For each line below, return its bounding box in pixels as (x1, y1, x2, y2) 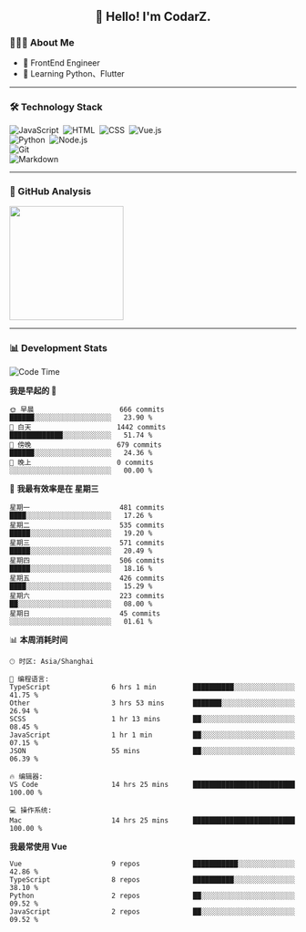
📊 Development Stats (9, 342, 107, 355)
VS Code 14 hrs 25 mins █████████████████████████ (9, 780, 296, 789)
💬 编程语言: (9, 674, 50, 684)
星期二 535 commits (9, 521, 165, 530)
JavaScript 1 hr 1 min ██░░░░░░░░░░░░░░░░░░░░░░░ (9, 730, 296, 740)
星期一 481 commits (9, 502, 165, 512)
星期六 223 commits (9, 591, 165, 600)
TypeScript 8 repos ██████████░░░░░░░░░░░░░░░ (9, 875, 296, 885)
